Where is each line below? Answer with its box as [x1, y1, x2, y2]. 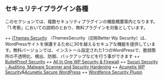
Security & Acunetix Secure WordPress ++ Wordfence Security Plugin [5, 69, 143, 75]
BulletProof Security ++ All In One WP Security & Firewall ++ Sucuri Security [5, 59, 158, 64]
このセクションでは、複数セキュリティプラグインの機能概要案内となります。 [5, 19, 158, 24]
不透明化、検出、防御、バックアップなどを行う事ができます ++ [13, 53, 140, 59]
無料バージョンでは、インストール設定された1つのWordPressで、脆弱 [13, 47, 152, 53]
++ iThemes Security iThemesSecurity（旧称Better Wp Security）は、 [5, 35, 149, 40]
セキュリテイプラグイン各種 [5, 4, 89, 13]
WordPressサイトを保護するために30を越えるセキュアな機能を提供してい [5, 41, 152, 47]
